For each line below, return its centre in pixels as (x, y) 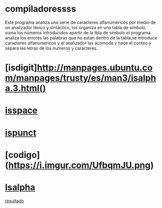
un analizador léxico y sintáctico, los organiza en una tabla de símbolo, (76, 27)
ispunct (21, 133)
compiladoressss (41, 9)
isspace (21, 111)
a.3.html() (26, 88)
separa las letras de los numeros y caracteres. (52, 48)
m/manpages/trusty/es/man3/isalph (81, 78)
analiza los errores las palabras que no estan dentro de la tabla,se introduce (81, 38)
